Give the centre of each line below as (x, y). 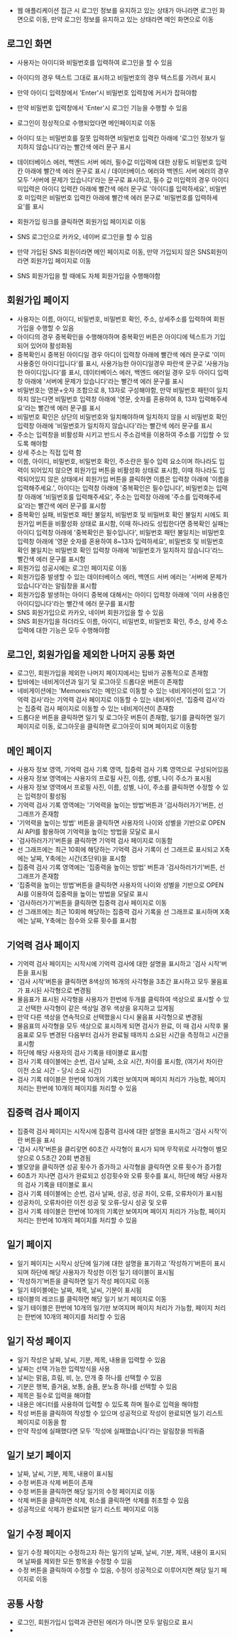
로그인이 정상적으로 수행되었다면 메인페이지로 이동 (86, 122)
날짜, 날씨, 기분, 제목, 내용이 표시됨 (65, 1474)
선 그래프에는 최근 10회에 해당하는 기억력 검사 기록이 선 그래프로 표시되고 (117, 849)
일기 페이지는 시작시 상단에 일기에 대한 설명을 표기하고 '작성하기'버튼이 (114, 1263)
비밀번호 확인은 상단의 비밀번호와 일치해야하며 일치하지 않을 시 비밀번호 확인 (122, 417)
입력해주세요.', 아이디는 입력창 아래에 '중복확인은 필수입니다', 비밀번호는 (115, 488)
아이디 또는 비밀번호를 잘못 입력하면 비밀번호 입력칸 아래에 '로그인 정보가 (117, 138)
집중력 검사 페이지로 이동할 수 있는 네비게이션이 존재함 (99, 709)
